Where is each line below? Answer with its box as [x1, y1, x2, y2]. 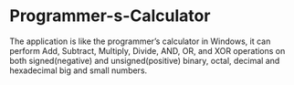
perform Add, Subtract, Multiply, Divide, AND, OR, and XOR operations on [9, 45, 286, 56]
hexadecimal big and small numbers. [9, 65, 148, 76]
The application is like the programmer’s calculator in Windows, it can [9, 36, 271, 47]
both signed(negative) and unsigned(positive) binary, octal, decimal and [9, 55, 280, 66]
